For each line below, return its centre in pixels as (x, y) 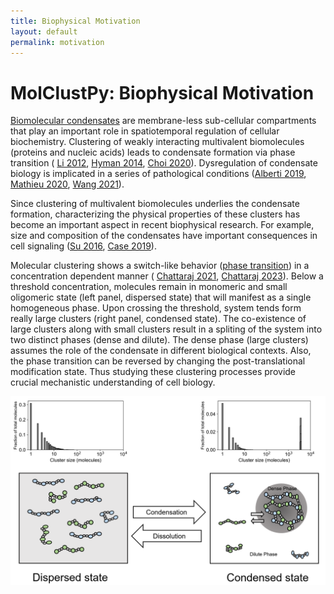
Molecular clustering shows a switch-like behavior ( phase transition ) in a (160, 266)
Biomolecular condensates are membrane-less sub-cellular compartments (163, 121)
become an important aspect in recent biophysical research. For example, (162, 225)
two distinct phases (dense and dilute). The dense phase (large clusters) (159, 340)
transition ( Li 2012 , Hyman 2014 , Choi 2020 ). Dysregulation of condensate (164, 163)
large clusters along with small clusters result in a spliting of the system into (166, 329)
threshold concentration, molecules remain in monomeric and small (149, 287)
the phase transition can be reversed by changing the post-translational (158, 361)
